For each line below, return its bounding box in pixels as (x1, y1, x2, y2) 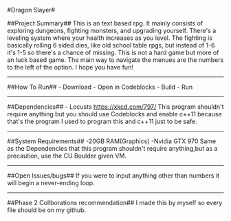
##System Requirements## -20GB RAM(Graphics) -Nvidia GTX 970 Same (7, 137, 217, 145)
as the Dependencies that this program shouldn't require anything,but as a (7, 145, 218, 152)
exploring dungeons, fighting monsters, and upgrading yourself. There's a (7, 27, 217, 34)
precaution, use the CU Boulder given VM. (7, 151, 127, 160)
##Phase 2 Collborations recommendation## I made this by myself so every (7, 199, 223, 207)
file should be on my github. (7, 206, 87, 214)
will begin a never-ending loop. (7, 179, 95, 187)
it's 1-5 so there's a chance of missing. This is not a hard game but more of (7, 48, 219, 56)
